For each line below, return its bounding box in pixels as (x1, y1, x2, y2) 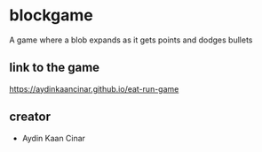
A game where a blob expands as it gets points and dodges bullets (9, 34, 253, 45)
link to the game (9, 60, 100, 75)
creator (9, 110, 52, 125)
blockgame (9, 5, 93, 26)
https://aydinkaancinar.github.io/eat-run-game (9, 83, 179, 94)
